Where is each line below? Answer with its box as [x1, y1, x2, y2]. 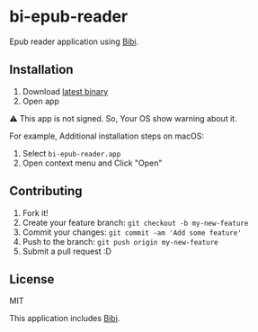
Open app [22, 95, 60, 106]
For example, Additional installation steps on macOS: [9, 130, 205, 141]
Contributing [9, 184, 83, 199]
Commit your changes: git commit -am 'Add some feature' [22, 227, 243, 238]
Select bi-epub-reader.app [22, 148, 121, 158]
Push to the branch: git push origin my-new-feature [22, 236, 218, 247]
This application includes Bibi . [9, 313, 120, 324]
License [9, 272, 55, 287]
